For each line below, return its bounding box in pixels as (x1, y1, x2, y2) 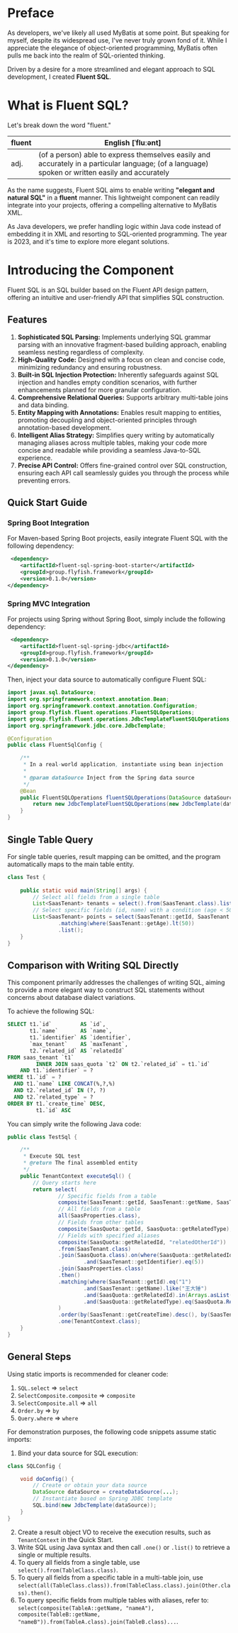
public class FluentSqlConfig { (7, 741, 103, 749)
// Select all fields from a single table (33, 893, 160, 900)
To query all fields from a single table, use (17, 1558, 140, 1566)
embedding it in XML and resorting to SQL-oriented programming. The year (7, 230, 227, 238)
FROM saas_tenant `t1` (7, 1054, 74, 1061)
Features (7, 314, 47, 326)
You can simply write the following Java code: (7, 1119, 142, 1128)
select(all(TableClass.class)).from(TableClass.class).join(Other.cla (17, 1582, 231, 1589)
